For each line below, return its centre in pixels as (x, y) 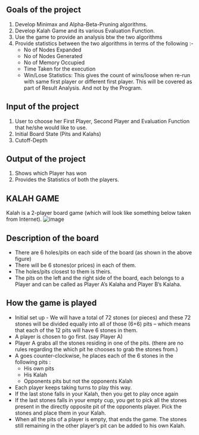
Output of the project (46, 159)
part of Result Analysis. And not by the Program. (83, 88)
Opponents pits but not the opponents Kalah (78, 381)
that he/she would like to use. (51, 127)
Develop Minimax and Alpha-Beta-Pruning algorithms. (81, 24)
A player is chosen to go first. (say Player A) (69, 336)
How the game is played (52, 303)
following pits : (33, 362)
